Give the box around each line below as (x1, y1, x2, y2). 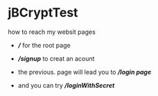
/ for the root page (17, 41, 71, 49)
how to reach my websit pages (8, 28, 96, 36)
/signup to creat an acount (17, 54, 95, 63)
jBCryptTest (8, 5, 78, 21)
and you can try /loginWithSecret (17, 81, 115, 89)
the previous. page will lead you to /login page (17, 68, 152, 76)
